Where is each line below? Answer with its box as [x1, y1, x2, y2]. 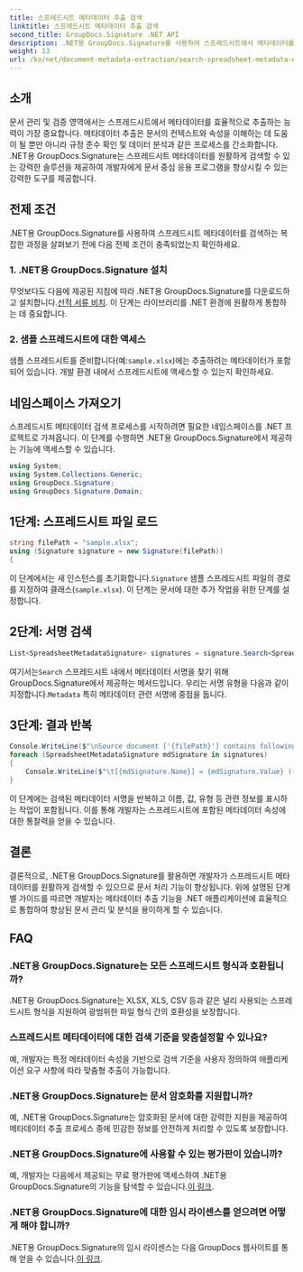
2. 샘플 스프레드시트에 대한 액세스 [9, 333, 146, 346]
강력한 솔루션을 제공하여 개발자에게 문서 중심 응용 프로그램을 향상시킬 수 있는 [18, 161, 289, 172]
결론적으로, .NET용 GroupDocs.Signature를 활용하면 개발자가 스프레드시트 [9, 870, 274, 880]
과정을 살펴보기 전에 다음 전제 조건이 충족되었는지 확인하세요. [25, 238, 241, 249]
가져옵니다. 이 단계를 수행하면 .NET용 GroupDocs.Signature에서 [40, 432, 269, 443]
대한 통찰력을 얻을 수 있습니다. [9, 816, 115, 826]
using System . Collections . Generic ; [9, 470, 143, 479]
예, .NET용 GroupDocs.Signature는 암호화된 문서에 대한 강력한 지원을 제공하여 [9, 1111, 288, 1122]
